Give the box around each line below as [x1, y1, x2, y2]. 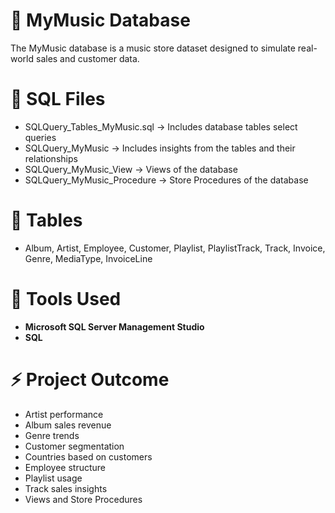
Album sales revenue [24, 419, 112, 431]
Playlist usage [24, 472, 83, 484]
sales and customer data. [35, 52, 140, 64]
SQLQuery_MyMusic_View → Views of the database [24, 163, 238, 175]
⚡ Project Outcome [10, 368, 170, 391]
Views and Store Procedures [24, 493, 143, 505]
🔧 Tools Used [10, 288, 122, 310]
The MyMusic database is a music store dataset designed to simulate [10, 42, 296, 54]
